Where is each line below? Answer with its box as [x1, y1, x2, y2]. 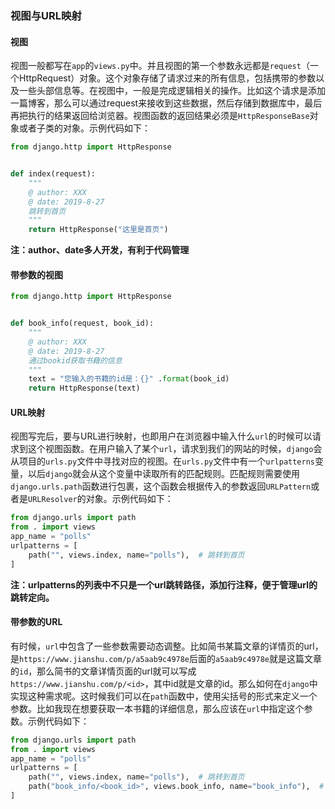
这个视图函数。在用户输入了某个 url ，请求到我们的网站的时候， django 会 [27, 443, 323, 455]
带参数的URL [10, 616, 63, 628]
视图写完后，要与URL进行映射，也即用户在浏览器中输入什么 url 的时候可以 [10, 430, 313, 442]
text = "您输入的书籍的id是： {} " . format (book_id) [28, 374, 230, 384]
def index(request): [10, 169, 97, 179]
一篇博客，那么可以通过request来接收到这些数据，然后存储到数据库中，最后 [10, 97, 323, 109]
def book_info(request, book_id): [10, 318, 155, 329]
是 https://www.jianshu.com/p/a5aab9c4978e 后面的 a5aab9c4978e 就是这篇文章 [10, 652, 322, 664]
